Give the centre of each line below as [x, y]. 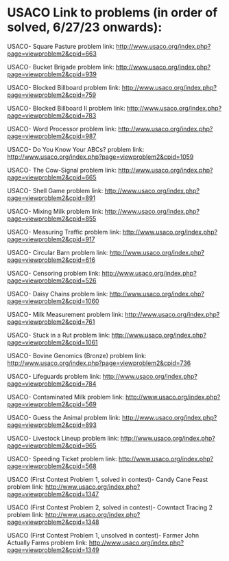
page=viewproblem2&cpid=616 [51, 260]
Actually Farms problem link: [47, 542]
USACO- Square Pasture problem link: [61, 46]
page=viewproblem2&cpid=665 [52, 177]
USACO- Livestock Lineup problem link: [63, 438]
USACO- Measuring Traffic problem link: [64, 232]
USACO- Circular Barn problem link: [58, 252]
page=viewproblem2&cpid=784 [52, 384]
